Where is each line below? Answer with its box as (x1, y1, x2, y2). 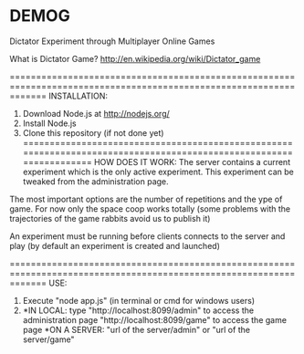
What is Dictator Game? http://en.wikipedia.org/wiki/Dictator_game (9, 53, 261, 64)
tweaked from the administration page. (22, 175, 169, 187)
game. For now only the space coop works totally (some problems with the (9, 203, 290, 214)
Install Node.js (22, 118, 77, 129)
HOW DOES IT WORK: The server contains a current (94, 156, 290, 167)
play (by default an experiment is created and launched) (9, 240, 221, 251)
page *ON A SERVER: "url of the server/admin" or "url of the (22, 324, 251, 335)
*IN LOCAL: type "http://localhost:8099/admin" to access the (22, 305, 254, 316)
